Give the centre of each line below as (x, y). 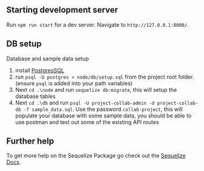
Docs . (14, 162)
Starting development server (62, 10)
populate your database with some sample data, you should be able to (103, 116)
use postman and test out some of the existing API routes (87, 122)
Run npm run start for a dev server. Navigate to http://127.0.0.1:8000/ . (97, 24)
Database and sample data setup (48, 58)
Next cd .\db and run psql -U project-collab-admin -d (85, 102)
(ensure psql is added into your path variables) (74, 83)
